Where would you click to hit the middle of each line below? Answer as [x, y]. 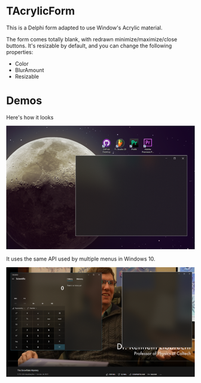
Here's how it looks [30, 117]
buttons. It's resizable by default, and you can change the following [89, 46]
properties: [20, 52]
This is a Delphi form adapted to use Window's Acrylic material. [84, 28]
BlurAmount [29, 70]
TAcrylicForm [41, 11]
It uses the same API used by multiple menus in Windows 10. [81, 259]
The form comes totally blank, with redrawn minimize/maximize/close [92, 39]
